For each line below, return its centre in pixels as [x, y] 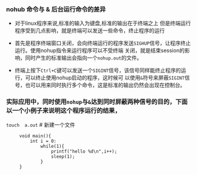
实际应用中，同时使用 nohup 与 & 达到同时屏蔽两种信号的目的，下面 [97, 102]
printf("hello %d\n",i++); [84, 151]
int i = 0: [43, 141]
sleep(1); [63, 156]
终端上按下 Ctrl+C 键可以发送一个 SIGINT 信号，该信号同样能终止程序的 [98, 70]
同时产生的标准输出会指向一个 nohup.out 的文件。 [84, 58]
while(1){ [52, 146]
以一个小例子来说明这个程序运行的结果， [63, 111]
